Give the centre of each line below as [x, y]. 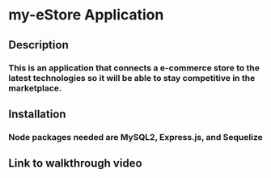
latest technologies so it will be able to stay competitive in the [132, 78]
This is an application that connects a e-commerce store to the [134, 68]
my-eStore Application [86, 15]
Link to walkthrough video [76, 163]
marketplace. [35, 88]
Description [38, 45]
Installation [37, 114]
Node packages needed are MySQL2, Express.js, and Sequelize [135, 137]
